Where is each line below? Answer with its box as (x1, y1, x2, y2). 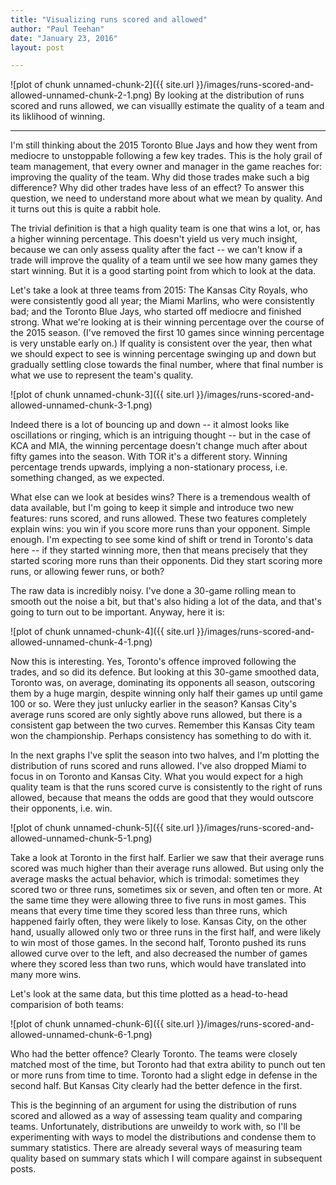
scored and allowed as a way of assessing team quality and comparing (10, 1110, 303, 1122)
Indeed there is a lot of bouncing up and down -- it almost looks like (10, 419, 290, 431)
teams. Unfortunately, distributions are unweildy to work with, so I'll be (10, 1121, 301, 1133)
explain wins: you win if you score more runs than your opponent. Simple (10, 523, 311, 535)
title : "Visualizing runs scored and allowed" (10, 14, 208, 25)
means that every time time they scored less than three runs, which (10, 905, 288, 917)
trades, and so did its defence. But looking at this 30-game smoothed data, (10, 666, 320, 678)
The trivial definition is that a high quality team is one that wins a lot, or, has (10, 222, 321, 235)
